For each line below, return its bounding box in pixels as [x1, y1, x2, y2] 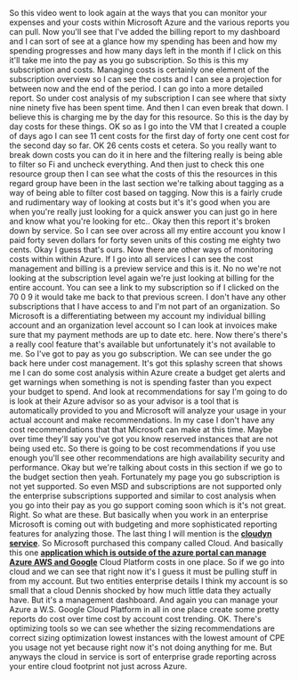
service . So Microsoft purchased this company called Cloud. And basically [9, 538, 284, 548]
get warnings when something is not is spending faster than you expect [9, 377, 272, 387]
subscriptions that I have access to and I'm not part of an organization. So [9, 301, 280, 311]
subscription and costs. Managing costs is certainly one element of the [9, 64, 270, 75]
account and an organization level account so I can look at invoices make [9, 320, 278, 331]
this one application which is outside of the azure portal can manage [9, 547, 267, 558]
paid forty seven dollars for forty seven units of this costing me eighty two [9, 235, 281, 245]
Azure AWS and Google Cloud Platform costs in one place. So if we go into [9, 557, 285, 567]
